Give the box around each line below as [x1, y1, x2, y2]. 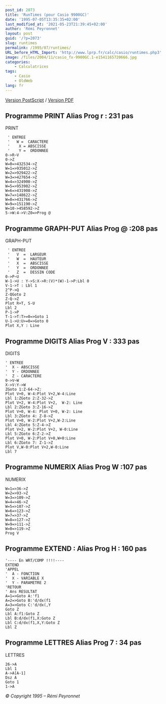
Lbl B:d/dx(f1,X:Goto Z [5, 616, 56, 621]
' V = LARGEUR [7, 252, 47, 257]
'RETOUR [5, 585, 22, 590]
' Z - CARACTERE [5, 374, 42, 379]
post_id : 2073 [5, 7, 35, 13]
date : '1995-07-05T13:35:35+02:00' [5, 17, 80, 22]
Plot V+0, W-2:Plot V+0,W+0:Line [5, 436, 76, 441]
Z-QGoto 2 [5, 292, 26, 297]
